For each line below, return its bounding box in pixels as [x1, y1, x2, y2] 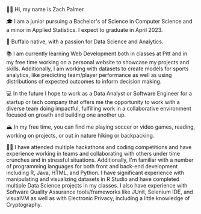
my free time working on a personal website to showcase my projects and [6, 59, 190, 66]
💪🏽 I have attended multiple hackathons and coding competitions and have [6, 144, 192, 150]
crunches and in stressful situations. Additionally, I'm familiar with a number [6, 156, 194, 164]
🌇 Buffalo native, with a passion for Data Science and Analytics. [6, 38, 164, 45]
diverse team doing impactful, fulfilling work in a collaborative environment [6, 105, 191, 112]
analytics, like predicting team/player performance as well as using [6, 72, 172, 78]
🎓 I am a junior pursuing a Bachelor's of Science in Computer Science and [6, 18, 193, 25]
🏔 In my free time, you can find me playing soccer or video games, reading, [6, 123, 196, 130]
